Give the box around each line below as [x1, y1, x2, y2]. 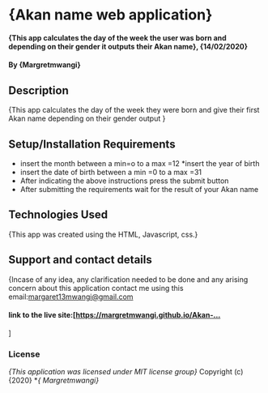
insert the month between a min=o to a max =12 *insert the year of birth [19, 159, 260, 168]
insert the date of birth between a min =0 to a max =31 [19, 168, 202, 177]
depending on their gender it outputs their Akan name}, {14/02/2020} [8, 41, 249, 51]
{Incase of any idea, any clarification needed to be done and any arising [8, 274, 249, 284]
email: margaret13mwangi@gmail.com [8, 292, 134, 301]
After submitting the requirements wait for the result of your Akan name [19, 185, 259, 194]
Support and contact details [8, 253, 152, 267]
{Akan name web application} [8, 6, 213, 24]
